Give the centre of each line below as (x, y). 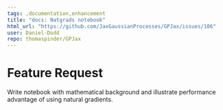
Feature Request (55, 73)
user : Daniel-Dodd (33, 33)
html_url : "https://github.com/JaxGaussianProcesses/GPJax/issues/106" (111, 26)
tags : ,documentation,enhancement (57, 13)
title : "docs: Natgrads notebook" (57, 20)
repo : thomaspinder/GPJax (44, 39)
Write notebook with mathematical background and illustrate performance (111, 92)
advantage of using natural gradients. (60, 100)
